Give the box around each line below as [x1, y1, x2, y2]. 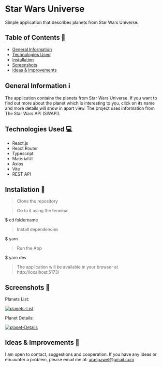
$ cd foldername [5, 217, 38, 223]
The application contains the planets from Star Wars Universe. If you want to [5, 95, 157, 100]
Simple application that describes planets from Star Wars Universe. [5, 19, 139, 25]
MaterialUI [12, 156, 33, 162]
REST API [12, 171, 31, 177]
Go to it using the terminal [16, 208, 69, 214]
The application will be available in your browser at [16, 264, 118, 270]
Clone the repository [16, 198, 58, 204]
